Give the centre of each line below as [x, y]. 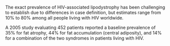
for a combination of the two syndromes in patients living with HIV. [75, 38]
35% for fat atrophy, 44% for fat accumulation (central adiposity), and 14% [84, 33]
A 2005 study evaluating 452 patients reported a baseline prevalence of [80, 27]
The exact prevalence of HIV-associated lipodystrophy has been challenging [85, 7]
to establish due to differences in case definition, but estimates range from [83, 12]
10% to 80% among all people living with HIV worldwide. [64, 18]
